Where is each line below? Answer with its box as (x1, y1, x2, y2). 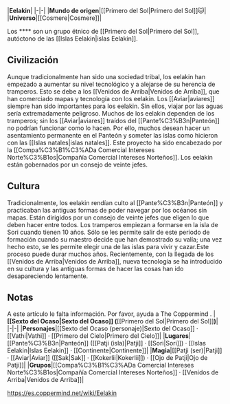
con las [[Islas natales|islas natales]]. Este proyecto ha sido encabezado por (7, 138, 222, 147)
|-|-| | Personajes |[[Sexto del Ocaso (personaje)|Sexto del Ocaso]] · (7, 324, 198, 333)
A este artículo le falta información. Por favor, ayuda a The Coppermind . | (7, 310, 216, 318)
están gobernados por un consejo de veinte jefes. (7, 160, 148, 169)
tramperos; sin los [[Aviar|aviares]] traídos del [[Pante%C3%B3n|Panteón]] (7, 116, 220, 125)
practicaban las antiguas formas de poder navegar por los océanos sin (7, 206, 207, 214)
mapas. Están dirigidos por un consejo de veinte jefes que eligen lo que (7, 213, 209, 222)
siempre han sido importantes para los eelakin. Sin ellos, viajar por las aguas (7, 102, 224, 110)
